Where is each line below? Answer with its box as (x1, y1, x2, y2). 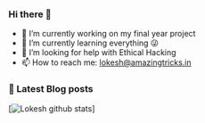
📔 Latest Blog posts (8, 83, 94, 95)
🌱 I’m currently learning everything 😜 (20, 37, 160, 48)
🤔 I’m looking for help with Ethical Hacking (20, 47, 176, 58)
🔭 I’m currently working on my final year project (20, 29, 196, 39)
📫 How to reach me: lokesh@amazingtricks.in (20, 57, 192, 68)
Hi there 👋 (8, 8, 53, 20)
